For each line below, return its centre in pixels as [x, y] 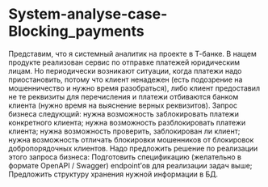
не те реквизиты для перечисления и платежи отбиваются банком [124, 96]
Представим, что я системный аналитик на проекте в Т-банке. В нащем [132, 53]
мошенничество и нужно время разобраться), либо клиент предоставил [134, 88]
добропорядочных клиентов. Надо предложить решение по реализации [133, 148]
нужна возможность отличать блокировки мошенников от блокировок [131, 139]
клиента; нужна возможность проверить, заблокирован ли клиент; [124, 131]
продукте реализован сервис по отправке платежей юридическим [124, 62]
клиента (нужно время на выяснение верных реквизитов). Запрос [123, 105]
